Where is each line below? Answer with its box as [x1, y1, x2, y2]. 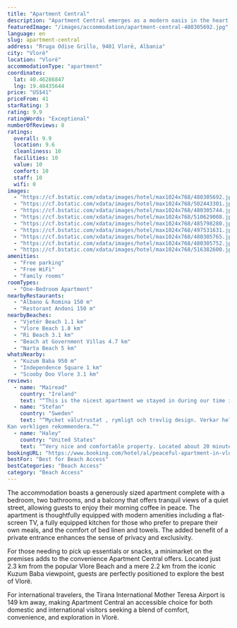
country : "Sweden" [20, 410, 74, 417]
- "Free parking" [13, 259, 65, 266]
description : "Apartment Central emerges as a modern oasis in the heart [7, 17, 229, 24]
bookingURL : [7, 449, 42, 457]
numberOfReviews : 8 [7, 121, 65, 129]
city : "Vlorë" [7, 50, 49, 57]
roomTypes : [7, 279, 39, 286]
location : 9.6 [13, 142, 55, 149]
